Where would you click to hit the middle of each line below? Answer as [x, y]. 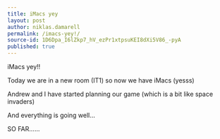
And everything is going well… [51, 115]
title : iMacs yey [33, 14]
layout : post [26, 20]
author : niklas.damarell [44, 27]
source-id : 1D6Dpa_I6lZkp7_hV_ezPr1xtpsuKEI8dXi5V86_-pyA [94, 40]
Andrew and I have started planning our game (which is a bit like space [110, 94]
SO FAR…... [24, 129]
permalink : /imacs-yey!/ [44, 34]
